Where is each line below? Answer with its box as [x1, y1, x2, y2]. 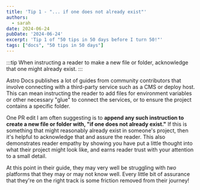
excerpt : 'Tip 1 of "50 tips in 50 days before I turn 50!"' [6, 37, 163, 43]
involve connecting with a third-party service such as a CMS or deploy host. [6, 83, 195, 90]
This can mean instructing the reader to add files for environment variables [6, 90, 192, 97]
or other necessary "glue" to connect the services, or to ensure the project [6, 96, 192, 103]
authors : [6, 14, 28, 20]
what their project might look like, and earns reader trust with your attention [6, 146, 194, 153]
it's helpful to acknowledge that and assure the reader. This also [6, 133, 166, 140]
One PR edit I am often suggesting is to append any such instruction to [6, 114, 184, 121]
